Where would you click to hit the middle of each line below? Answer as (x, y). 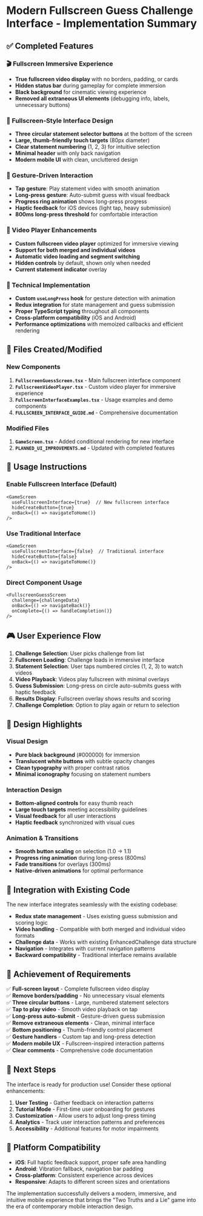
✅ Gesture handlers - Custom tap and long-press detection (81, 1037)
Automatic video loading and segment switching (78, 256)
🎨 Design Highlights (44, 724)
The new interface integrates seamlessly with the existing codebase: (92, 905)
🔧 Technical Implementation (48, 285)
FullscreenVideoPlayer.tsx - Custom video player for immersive (95, 386)
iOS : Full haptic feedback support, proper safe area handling (91, 1162)
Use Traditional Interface (44, 534)
